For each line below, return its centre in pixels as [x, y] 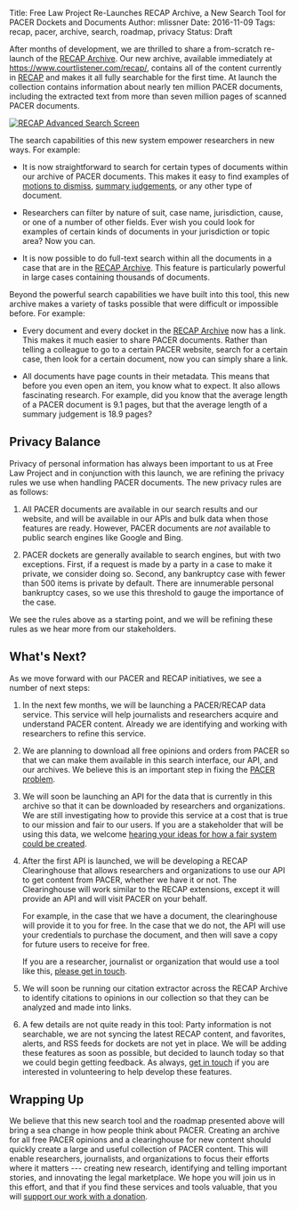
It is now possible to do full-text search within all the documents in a [147, 258]
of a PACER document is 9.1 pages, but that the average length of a [145, 405]
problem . [39, 779]
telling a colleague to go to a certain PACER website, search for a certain [155, 349]
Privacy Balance [55, 442]
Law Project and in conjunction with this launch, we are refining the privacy [147, 473]
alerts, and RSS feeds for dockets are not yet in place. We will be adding [154, 1043]
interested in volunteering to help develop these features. [127, 1071]
